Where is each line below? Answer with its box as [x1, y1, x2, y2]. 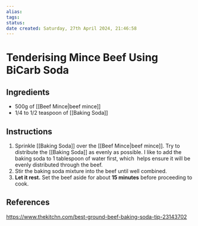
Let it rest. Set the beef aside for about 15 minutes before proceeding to [14, 174, 193, 181]
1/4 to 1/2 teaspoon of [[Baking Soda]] [14, 109, 108, 117]
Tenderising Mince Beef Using [6, 51, 159, 64]
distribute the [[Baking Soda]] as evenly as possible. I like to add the [14, 149, 182, 156]
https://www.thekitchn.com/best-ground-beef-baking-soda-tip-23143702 [6, 213, 187, 220]
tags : [6, 14, 20, 20]
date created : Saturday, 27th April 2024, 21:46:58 [6, 25, 137, 32]
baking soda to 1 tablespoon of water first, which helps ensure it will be [14, 155, 191, 162]
